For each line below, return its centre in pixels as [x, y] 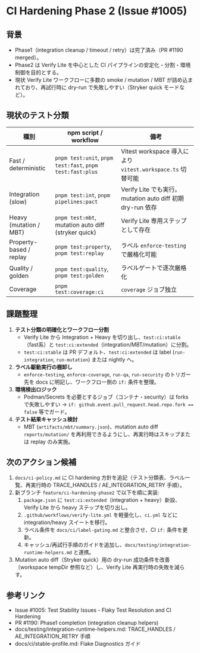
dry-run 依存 [139, 207]
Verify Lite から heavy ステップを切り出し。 [77, 508]
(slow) [18, 201]
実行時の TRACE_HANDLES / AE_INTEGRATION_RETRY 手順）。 [108, 485]
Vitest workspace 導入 [152, 151]
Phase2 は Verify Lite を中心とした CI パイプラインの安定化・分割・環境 [103, 65]
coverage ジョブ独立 [149, 289]
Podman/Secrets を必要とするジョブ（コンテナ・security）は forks [106, 397]
